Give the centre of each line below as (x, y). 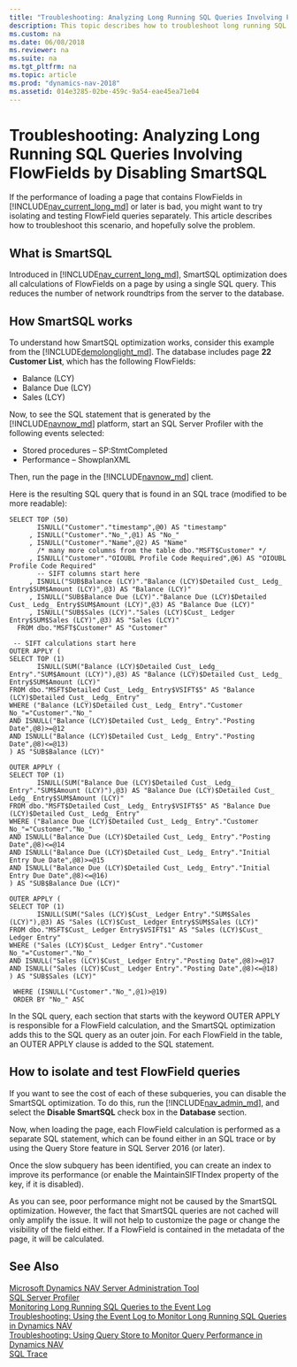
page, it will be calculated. (57, 1239)
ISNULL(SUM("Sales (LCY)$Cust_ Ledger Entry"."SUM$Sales (144, 915)
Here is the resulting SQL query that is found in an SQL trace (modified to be (148, 494)
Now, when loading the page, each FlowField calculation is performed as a (145, 1129)
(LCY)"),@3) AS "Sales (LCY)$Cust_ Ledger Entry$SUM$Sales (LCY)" (134, 922)
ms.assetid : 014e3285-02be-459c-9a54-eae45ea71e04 (104, 91)
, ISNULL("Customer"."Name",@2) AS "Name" (108, 543)
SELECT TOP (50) (39, 520)
